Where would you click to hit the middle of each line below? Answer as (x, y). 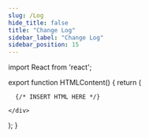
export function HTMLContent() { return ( (75, 83)
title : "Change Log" (42, 30)
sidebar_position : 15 (44, 45)
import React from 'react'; (50, 67)
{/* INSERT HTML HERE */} (58, 97)
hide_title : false (38, 23)
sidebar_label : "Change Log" (56, 37)
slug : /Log (26, 15)
